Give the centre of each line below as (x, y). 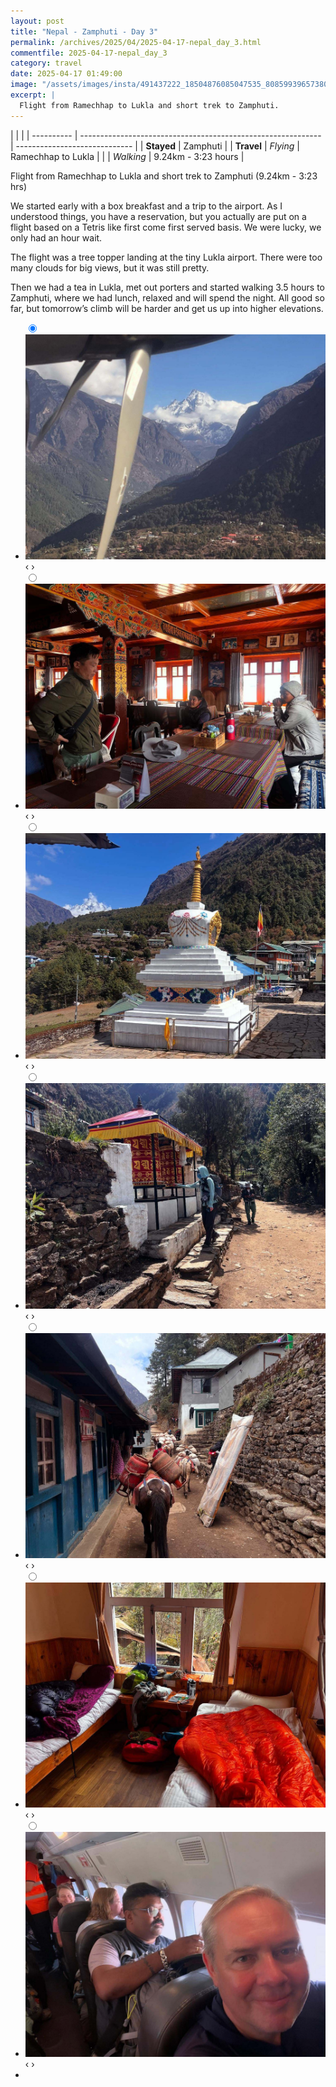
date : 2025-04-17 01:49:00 (66, 74)
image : (24, 85)
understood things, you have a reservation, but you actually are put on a (158, 216)
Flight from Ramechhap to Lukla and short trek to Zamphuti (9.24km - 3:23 (164, 176)
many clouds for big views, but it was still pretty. (110, 267)
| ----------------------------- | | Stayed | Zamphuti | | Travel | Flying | (155, 146)
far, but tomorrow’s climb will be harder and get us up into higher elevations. (167, 308)
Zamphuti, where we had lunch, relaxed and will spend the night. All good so (167, 297)
